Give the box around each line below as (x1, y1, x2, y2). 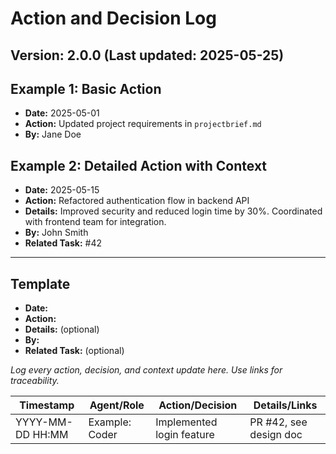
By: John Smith (24, 227, 89, 239)
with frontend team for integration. (24, 216, 167, 228)
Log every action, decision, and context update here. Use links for (10, 364, 283, 376)
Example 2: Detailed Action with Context (10, 157, 268, 174)
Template (10, 275, 71, 292)
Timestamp (19, 398, 75, 412)
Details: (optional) (24, 323, 100, 336)
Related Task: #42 (24, 237, 103, 249)
